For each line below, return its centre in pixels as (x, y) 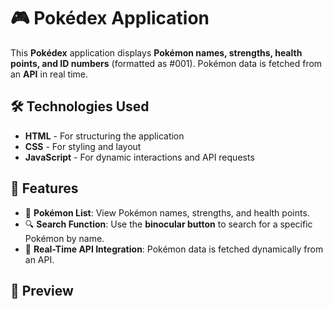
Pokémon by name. (64, 238)
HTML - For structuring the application (104, 136)
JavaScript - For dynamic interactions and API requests (139, 157)
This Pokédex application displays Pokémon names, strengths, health (156, 52)
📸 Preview (42, 290)
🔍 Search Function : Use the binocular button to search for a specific (168, 224)
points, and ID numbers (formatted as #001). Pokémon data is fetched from (166, 63)
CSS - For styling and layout (83, 146)
